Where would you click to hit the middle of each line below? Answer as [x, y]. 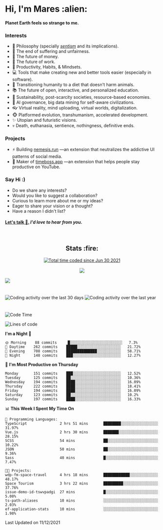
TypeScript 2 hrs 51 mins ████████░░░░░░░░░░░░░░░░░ [82, 424]
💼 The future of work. [34, 62]
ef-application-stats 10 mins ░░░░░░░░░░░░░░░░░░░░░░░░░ [82, 509]
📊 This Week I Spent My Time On [40, 409]
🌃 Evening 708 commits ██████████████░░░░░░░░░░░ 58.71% [73, 351]
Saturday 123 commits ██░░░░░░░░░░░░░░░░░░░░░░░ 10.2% [72, 395]
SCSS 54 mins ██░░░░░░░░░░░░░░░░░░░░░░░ [82, 441]
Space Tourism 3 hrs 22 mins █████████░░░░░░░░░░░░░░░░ [82, 484]
